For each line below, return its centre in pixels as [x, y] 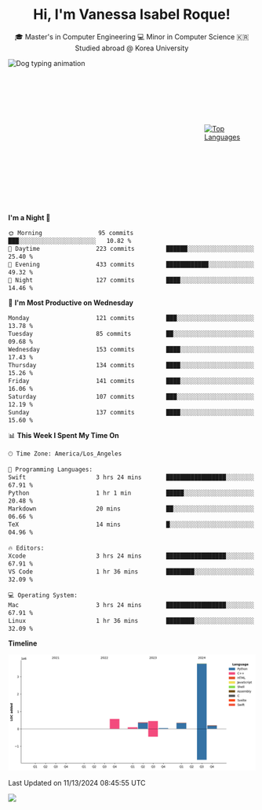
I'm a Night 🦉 [29, 217]
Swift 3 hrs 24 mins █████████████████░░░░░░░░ [131, 477]
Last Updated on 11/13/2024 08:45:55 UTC [77, 783]
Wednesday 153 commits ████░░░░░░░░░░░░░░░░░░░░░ [131, 349]
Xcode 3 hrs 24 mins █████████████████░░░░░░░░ [131, 556]
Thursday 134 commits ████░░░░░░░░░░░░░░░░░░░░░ [131, 365]
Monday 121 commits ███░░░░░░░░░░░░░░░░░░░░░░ [131, 318]
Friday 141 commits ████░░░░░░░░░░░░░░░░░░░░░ [131, 381]
